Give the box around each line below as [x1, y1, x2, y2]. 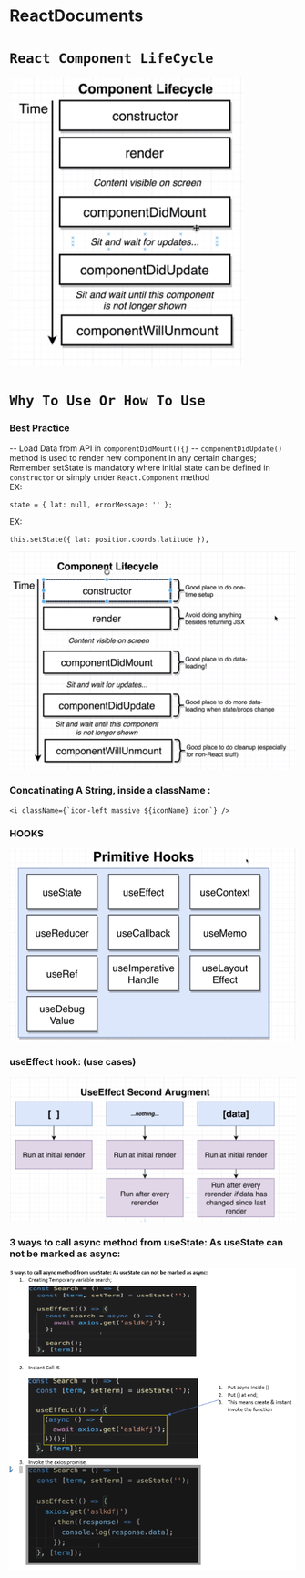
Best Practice [9, 422, 70, 435]
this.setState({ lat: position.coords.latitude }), [9, 535, 209, 544]
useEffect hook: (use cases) [9, 1055, 137, 1068]
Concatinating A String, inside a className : [9, 784, 211, 797]
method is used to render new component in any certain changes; [9, 452, 257, 463]
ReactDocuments [9, 5, 144, 26]
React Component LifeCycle [9, 50, 214, 67]
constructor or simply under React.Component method [9, 471, 210, 483]
